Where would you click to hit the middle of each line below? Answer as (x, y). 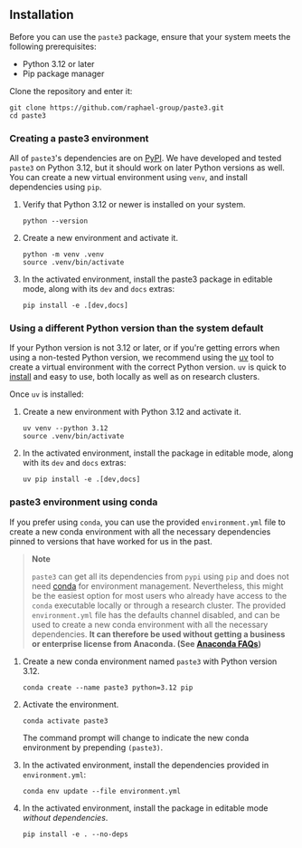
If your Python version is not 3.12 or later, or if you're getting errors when (145, 348)
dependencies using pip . (56, 187)
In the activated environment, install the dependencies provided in (146, 765)
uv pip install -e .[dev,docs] (81, 479)
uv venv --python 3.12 (65, 429)
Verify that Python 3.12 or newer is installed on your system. (134, 205)
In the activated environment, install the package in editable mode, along (158, 453)
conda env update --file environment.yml (101, 791)
